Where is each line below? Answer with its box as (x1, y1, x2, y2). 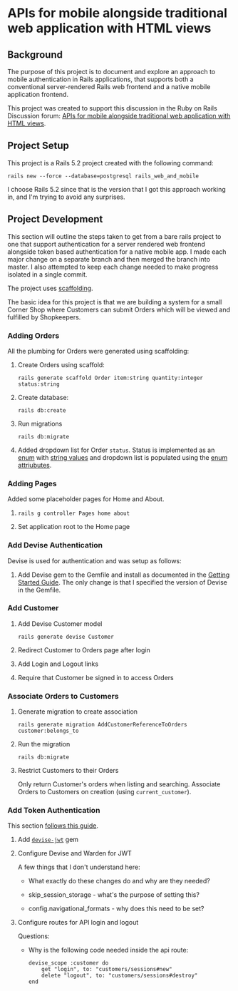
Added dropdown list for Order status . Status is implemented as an (17, 446, 215, 454)
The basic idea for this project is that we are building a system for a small (7, 297, 222, 306)
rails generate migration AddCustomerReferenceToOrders (17, 722, 187, 729)
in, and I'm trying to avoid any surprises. (7, 192, 126, 201)
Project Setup (7, 140, 70, 152)
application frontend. (7, 91, 69, 98)
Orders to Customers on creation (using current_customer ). (17, 788, 192, 796)
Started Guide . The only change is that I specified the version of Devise (17, 577, 228, 586)
